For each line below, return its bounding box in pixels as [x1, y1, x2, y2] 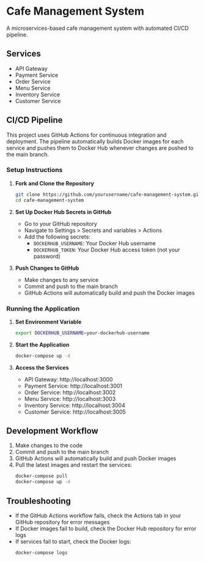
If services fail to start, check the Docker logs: [15, 538, 131, 546]
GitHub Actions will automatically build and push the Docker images [24, 289, 195, 297]
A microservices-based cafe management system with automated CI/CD [6, 24, 189, 32]
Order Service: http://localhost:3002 [24, 389, 116, 396]
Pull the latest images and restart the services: [15, 461, 133, 469]
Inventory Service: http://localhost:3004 [24, 402, 125, 409]
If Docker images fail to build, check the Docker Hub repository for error [15, 525, 197, 532]
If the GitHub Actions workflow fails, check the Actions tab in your [15, 512, 181, 519]
